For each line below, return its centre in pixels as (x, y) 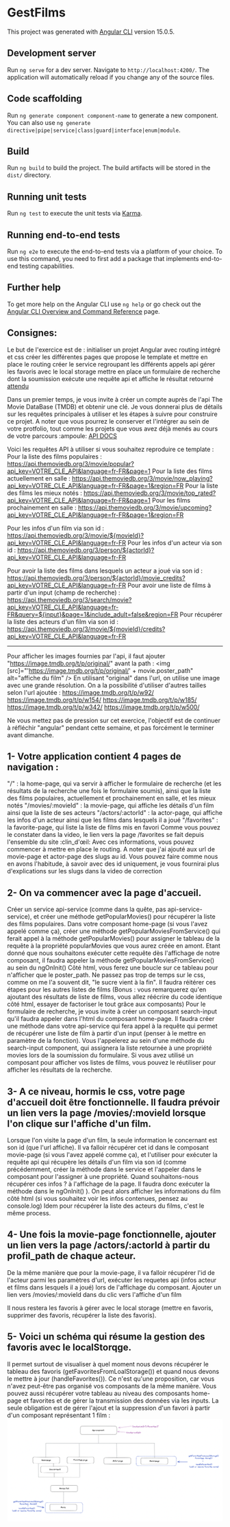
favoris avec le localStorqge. (69, 1347)
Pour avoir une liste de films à (169, 585)
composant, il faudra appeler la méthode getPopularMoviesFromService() (111, 961)
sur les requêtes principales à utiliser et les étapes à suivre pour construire (112, 414)
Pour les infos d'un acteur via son (175, 542)
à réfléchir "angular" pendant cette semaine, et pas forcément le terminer (111, 727)
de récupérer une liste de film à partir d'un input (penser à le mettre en (107, 1033)
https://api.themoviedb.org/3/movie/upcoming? (145, 507)
